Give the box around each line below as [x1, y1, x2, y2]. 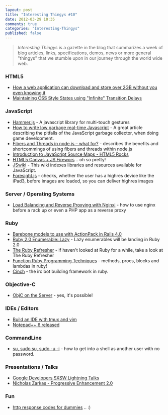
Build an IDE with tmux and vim [12, 316, 77, 322]
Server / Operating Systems [5, 190, 75, 197]
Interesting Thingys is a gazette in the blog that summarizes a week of [17, 45, 163, 50]
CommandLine [5, 334, 42, 341]
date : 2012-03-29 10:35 [5, 17, 55, 22]
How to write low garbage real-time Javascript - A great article [12, 124, 143, 131]
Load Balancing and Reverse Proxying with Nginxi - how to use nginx [12, 201, 156, 207]
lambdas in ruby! [12, 263, 47, 269]
